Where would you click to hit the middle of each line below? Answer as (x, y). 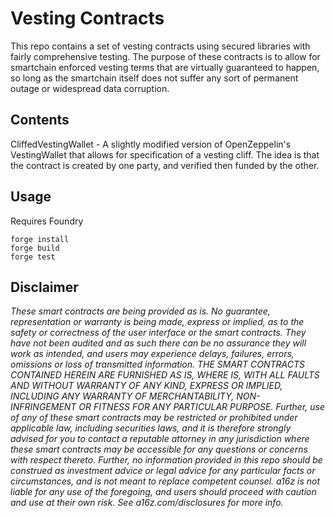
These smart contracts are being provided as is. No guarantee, (140, 311)
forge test (33, 257)
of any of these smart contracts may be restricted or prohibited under (154, 418)
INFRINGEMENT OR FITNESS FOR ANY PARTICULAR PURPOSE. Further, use (167, 407)
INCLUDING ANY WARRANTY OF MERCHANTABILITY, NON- (135, 396)
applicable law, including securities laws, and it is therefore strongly (151, 428)
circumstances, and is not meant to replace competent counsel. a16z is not (165, 481)
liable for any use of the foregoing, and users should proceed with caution (163, 492)
